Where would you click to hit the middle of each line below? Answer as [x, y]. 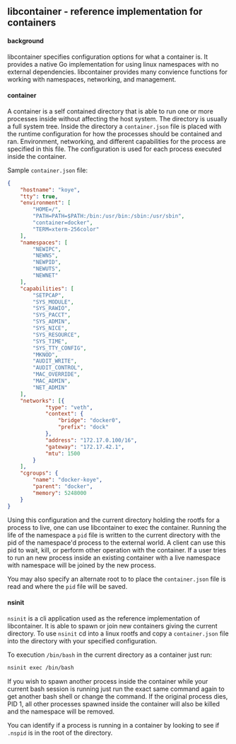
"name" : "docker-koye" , [67, 480]
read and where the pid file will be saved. [67, 586]
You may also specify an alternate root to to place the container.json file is [117, 579]
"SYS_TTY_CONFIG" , [60, 348]
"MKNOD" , [46, 355]
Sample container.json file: [48, 170]
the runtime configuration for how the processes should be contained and [115, 133]
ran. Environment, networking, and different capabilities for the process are [117, 141]
